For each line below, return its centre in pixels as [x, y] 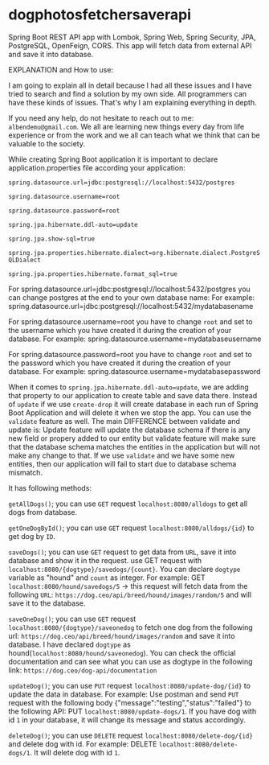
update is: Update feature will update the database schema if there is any [129, 430]
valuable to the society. [47, 143]
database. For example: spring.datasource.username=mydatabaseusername [135, 339]
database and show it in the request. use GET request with [105, 560]
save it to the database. [47, 603]
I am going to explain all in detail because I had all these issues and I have [130, 85]
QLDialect [25, 260]
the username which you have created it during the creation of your [120, 330]
